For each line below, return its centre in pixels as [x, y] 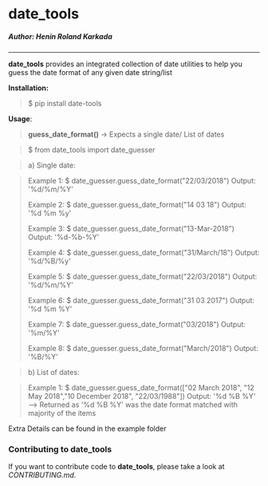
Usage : [20, 119]
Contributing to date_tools [60, 449]
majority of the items [62, 413]
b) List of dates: [53, 373]
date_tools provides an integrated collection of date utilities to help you [126, 64]
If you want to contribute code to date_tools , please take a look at [116, 467]
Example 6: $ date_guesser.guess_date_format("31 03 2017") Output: [141, 301]
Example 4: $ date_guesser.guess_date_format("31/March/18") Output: [144, 253]
